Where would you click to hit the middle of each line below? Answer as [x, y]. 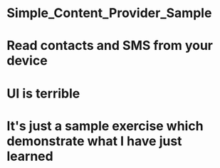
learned [30, 156]
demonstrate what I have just [94, 141]
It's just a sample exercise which [105, 126]
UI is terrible [43, 93]
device [27, 61]
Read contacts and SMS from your [110, 46]
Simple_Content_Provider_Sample [109, 13]
